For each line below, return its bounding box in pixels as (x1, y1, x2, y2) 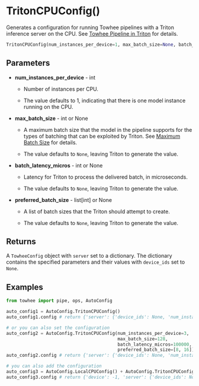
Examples (6, 282, 43, 292)
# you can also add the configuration (6, 363, 102, 369)
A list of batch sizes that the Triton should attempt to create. (23, 208, 170, 215)
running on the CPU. (23, 103, 73, 110)
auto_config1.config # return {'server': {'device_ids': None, (6, 314, 166, 320)
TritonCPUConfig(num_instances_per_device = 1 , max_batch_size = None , (6, 42, 176, 48)
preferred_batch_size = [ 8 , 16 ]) (117, 347, 195, 353)
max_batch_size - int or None (14, 115, 88, 122)
